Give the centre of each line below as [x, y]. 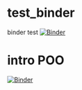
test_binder [41, 13]
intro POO [36, 60]
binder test [23, 32]
